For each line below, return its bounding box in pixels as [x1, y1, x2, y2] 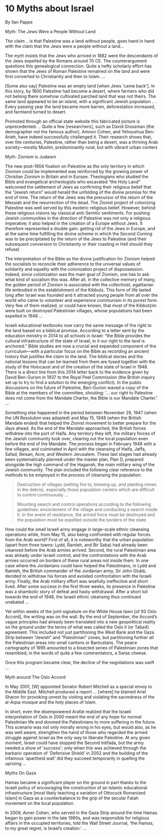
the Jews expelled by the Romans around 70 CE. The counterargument [5, 58, 147, 64]
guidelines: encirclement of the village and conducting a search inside [17, 506, 158, 512]
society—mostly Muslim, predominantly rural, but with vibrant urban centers [5, 144, 158, 150]
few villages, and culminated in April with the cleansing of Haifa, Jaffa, [5, 446, 146, 452]
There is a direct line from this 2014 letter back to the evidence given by [5, 369, 149, 375]
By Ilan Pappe [5, 19, 33, 25]
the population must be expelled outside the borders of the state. [17, 516, 147, 523]
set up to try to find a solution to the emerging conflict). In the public [5, 379, 142, 385]
